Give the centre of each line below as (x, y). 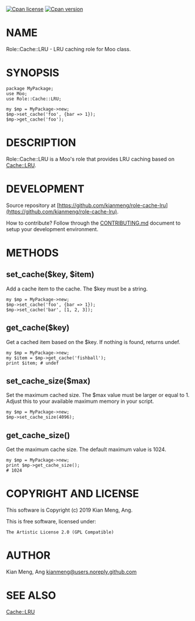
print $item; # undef (33, 363)
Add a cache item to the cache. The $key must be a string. (77, 289)
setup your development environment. (52, 229)
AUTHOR (28, 555)
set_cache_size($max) (48, 381)
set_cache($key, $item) (50, 274)
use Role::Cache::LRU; (34, 99)
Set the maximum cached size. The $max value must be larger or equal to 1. (98, 395)
